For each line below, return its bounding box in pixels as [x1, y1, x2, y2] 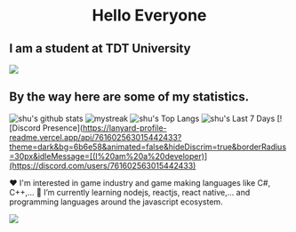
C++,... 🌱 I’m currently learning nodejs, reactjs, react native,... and [9, 187, 251, 197]
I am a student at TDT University [9, 41, 191, 56]
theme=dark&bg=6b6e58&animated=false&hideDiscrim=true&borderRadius [9, 141, 287, 152]
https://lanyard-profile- [83, 122, 167, 133]
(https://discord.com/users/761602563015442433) [9, 160, 196, 171]
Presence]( [42, 122, 84, 133]
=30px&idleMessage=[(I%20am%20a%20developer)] [9, 150, 208, 161]
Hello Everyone [92, 5, 207, 26]
